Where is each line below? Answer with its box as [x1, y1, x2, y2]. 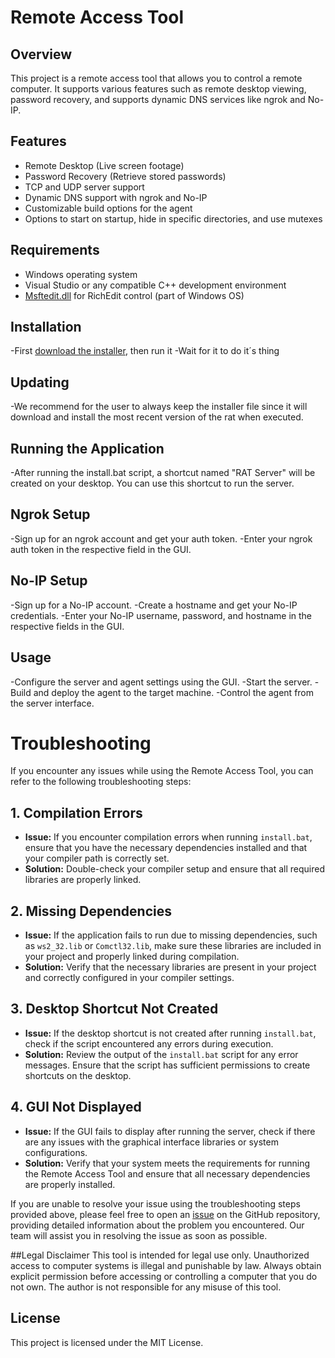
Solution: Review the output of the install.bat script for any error [24, 1048, 299, 1060]
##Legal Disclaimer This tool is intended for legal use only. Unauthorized [10, 1249, 310, 1261]
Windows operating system [24, 268, 138, 280]
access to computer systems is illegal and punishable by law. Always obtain [10, 1259, 322, 1271]
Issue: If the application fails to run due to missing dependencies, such [24, 929, 318, 941]
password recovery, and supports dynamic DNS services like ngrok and [10, 94, 306, 105]
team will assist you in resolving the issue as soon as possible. [10, 1229, 268, 1241]
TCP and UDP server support [24, 181, 145, 193]
